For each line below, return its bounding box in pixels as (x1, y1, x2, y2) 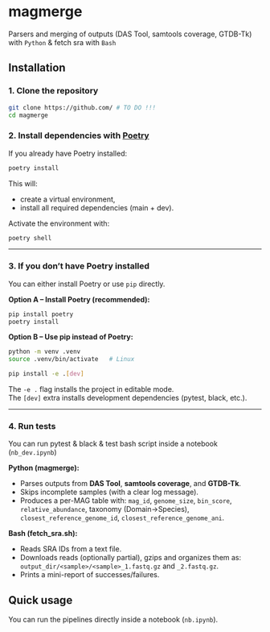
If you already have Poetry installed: (8, 148, 128, 158)
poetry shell (8, 234, 52, 242)
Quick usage (8, 593, 73, 607)
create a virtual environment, (19, 194, 116, 204)
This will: (8, 178, 38, 188)
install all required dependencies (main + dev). (19, 202, 174, 212)
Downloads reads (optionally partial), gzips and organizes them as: (19, 553, 242, 563)
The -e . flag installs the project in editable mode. (8, 385, 174, 394)
